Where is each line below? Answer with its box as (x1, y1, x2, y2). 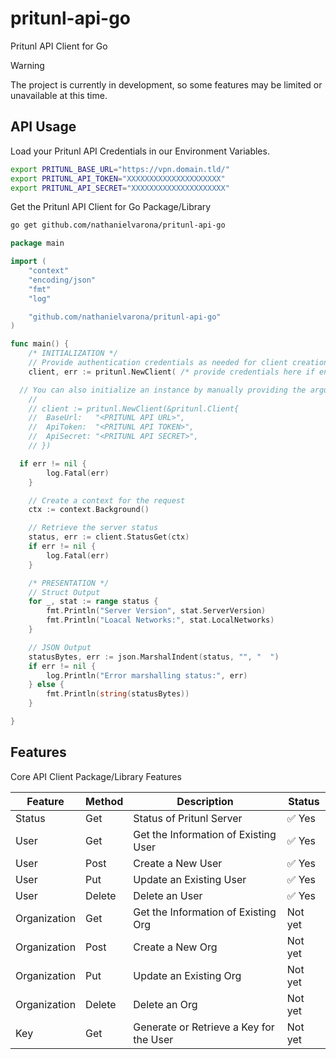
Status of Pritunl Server (133, 811, 243, 825)
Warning (10, 59, 45, 71)
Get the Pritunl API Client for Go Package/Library (10, 201, 212, 213)
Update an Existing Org (133, 968, 242, 982)
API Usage (10, 118, 77, 136)
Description (176, 794, 234, 808)
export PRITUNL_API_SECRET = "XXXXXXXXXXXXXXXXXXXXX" (10, 183, 230, 193)
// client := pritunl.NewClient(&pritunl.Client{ (28, 403, 240, 414)
